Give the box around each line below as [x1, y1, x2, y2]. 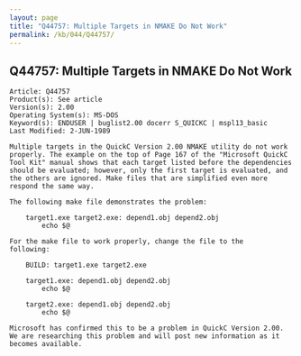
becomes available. [9, 340, 83, 349]
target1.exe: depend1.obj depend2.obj [25, 277, 171, 286]
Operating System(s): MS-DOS [9, 111, 119, 120]
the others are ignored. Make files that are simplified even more [9, 174, 269, 183]
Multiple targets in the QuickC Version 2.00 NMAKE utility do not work [9, 142, 288, 151]
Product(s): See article [9, 96, 103, 105]
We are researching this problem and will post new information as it [9, 332, 280, 341]
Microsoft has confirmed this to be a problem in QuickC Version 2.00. [9, 324, 284, 333]
